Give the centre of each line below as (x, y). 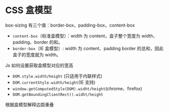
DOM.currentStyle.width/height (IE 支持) (54, 82)
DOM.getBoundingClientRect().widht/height (58, 94)
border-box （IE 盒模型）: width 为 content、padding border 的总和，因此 (88, 48)
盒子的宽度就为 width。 (37, 54)
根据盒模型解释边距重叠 (30, 104)
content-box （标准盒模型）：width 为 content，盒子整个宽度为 (76, 36)
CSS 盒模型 (29, 10)
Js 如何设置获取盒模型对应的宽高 (39, 65)
